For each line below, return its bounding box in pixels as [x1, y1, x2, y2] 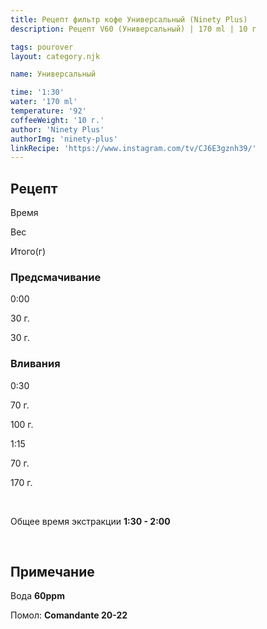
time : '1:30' [10, 87, 65, 98]
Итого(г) [10, 246, 47, 258]
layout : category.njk [10, 51, 101, 61]
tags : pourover [10, 42, 74, 52]
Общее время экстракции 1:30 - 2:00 [10, 515, 171, 527]
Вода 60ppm [10, 590, 65, 602]
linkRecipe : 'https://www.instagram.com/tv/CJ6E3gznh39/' [10, 143, 257, 153]
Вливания [10, 357, 61, 371]
